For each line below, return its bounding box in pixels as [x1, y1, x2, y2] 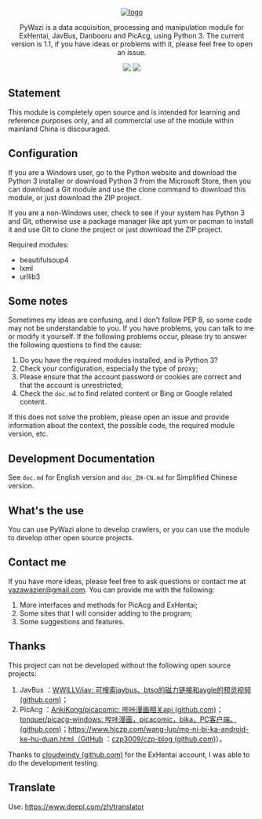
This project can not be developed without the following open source [8, 660, 231, 670]
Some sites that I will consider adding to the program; [19, 609, 193, 618]
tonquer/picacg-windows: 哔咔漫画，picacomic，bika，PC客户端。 [19, 715, 238, 724]
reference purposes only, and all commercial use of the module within [8, 115, 234, 125]
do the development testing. [8, 758, 100, 767]
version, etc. [8, 429, 49, 439]
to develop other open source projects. [8, 533, 134, 543]
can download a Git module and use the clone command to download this [8, 185, 246, 194]
